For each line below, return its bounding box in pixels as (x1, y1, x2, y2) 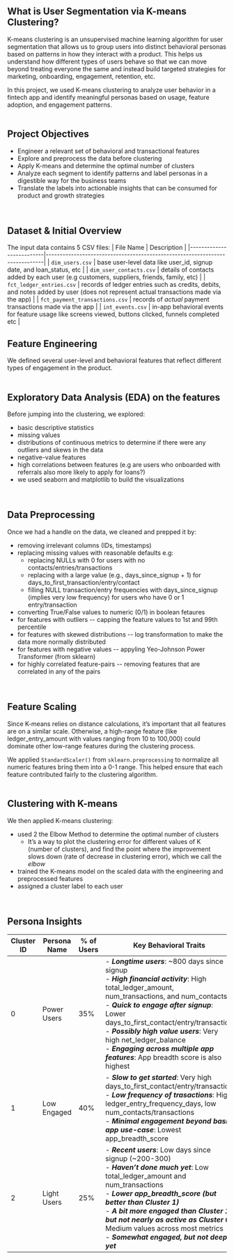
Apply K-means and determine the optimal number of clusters (17, 161, 195, 170)
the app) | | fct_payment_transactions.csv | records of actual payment (7, 295, 210, 304)
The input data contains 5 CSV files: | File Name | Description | (7, 244, 187, 252)
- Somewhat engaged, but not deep (105, 1232, 228, 1242)
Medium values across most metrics (105, 1224, 224, 1233)
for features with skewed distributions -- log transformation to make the (17, 630, 224, 638)
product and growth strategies (17, 191, 105, 200)
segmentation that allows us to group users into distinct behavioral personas (7, 42, 226, 51)
